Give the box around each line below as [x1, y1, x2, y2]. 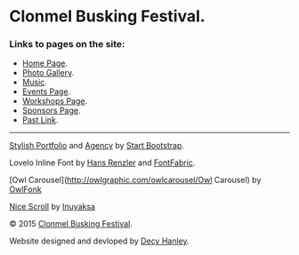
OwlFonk [9, 184, 42, 195]
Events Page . [21, 86, 71, 97]
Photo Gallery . [21, 68, 75, 78]
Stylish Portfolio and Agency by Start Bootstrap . [9, 140, 185, 151]
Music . [21, 77, 47, 88]
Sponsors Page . [21, 105, 81, 116]
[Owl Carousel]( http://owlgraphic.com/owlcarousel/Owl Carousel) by [9, 175, 262, 186]
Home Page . [21, 58, 69, 68]
